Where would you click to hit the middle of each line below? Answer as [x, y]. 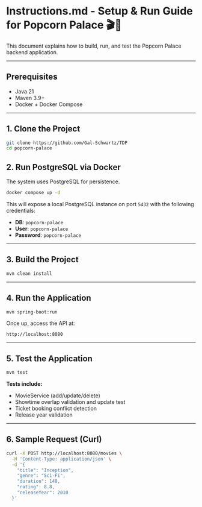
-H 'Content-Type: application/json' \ [62, 459]
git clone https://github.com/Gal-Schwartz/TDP [67, 143]
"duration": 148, [39, 481]
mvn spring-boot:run [32, 312]
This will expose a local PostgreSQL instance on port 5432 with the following [100, 204]
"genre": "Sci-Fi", [41, 476]
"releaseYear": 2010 [43, 493]
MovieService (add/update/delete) [57, 395]
